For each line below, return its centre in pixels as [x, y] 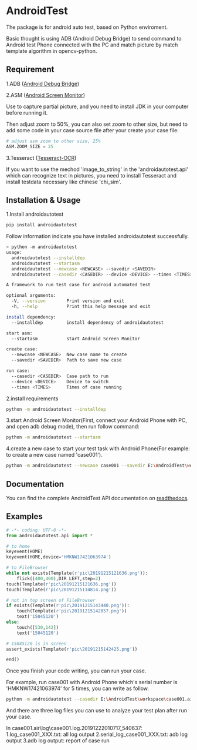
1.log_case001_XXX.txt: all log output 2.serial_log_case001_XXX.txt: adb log [97, 734]
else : [13, 622]
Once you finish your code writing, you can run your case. [76, 671]
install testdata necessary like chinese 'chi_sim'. [64, 182]
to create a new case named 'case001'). [54, 455]
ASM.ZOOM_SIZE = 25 [30, 146]
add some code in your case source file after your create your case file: [92, 130]
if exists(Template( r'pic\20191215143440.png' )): [68, 606]
